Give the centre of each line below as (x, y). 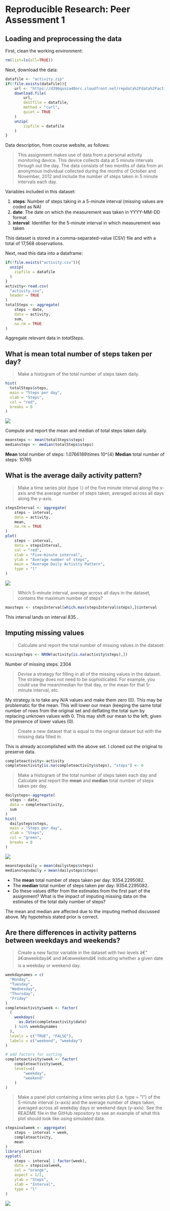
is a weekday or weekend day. (49, 966)
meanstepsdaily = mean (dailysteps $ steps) (50, 866)
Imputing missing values (45, 633)
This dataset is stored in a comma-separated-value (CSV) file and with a (80, 238)
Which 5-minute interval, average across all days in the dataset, (84, 593)
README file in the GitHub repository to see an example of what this (89, 1113)
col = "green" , (26, 838)
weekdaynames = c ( (25, 975)
